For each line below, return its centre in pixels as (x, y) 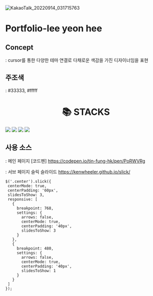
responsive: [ (23, 199)
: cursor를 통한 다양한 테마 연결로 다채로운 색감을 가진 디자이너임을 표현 (77, 60)
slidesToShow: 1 (39, 270)
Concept (19, 47)
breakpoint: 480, (35, 248)
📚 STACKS (86, 112)
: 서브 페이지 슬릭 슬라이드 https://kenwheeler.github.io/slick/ (68, 171)
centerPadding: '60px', (33, 190)
